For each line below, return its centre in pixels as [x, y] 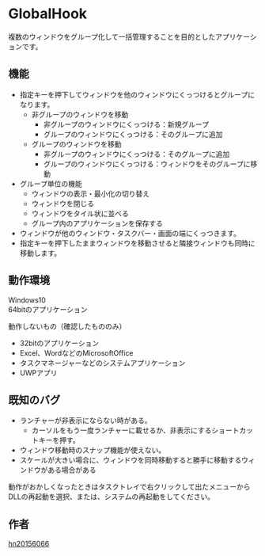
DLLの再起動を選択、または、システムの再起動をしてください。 [112, 497]
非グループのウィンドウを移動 [80, 114]
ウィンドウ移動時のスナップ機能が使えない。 [93, 450]
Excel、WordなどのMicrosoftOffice [76, 352]
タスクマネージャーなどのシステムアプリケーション [102, 363]
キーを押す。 [59, 440]
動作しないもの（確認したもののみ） [67, 326]
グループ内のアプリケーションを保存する [97, 223]
